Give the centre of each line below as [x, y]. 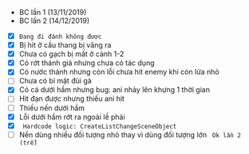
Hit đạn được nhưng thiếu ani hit [72, 98]
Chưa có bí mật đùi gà [55, 81]
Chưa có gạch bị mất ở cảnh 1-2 [71, 54]
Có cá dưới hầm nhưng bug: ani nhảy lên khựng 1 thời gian [115, 90]
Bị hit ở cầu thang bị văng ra [65, 45]
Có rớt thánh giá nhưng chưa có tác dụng [87, 63]
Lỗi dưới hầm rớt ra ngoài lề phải [72, 117]
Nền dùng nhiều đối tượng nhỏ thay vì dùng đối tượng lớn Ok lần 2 [130, 134]
